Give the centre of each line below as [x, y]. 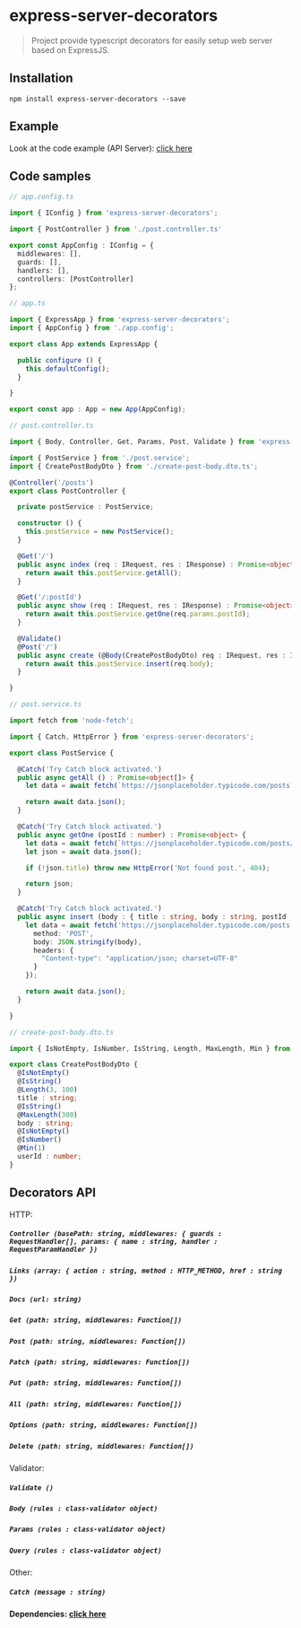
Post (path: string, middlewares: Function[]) [98, 1341]
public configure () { [60, 360]
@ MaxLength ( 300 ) [47, 1115]
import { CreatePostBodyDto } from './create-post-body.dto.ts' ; [133, 466]
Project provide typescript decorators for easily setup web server [152, 40]
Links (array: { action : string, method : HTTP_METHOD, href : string [146, 1271]
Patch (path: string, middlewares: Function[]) [100, 1362]
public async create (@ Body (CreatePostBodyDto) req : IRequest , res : [152, 655]
